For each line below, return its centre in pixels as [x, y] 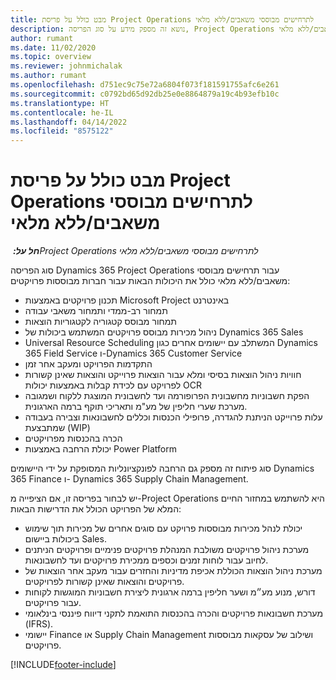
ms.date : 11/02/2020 [53, 47]
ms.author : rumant [48, 76]
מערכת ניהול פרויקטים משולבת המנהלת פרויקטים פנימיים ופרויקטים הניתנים [167, 550]
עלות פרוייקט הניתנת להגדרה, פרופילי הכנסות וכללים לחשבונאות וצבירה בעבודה [173, 417]
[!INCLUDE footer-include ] [63, 665]
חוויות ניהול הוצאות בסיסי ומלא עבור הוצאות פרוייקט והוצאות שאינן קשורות [163, 375]
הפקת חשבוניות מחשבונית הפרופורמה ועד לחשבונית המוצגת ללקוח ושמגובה [167, 396]
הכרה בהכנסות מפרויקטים [73, 438]
